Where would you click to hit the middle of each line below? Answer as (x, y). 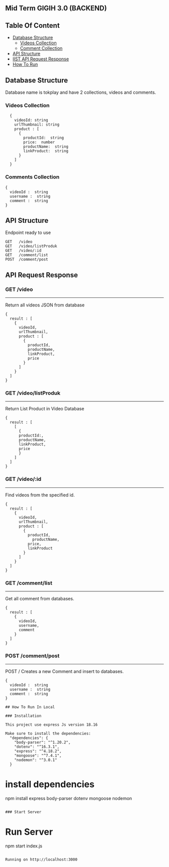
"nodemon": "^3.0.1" (36, 760)
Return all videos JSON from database (45, 305)
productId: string (44, 138)
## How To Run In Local (30, 707)
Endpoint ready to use (28, 233)
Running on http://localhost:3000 (41, 860)
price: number (39, 142)
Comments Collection (32, 177)
